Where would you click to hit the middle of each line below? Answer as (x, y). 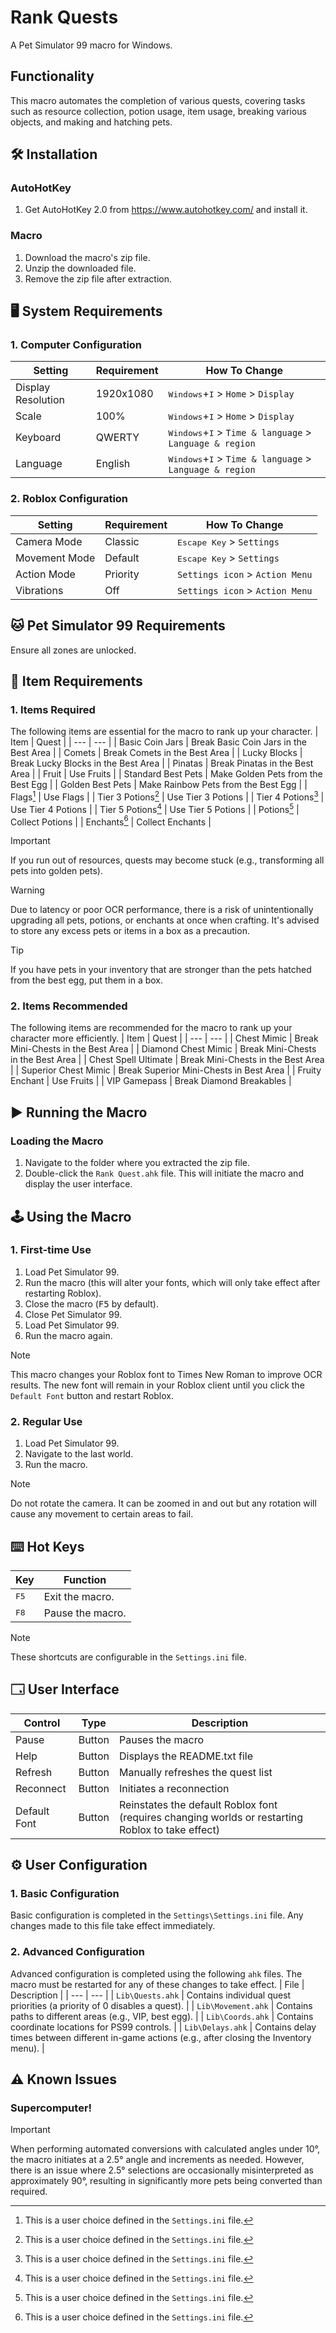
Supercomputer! (51, 2108)
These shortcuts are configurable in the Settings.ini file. (128, 1657)
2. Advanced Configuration (77, 1952)
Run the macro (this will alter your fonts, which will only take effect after (172, 1282)
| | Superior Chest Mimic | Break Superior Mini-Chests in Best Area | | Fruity (166, 1070)
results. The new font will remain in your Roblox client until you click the (157, 1385)
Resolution (40, 400)
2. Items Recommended (69, 1006)
